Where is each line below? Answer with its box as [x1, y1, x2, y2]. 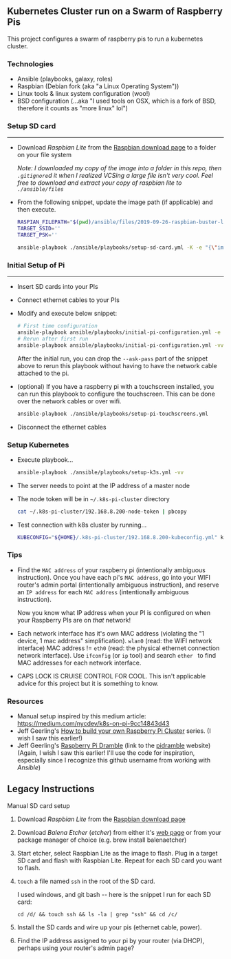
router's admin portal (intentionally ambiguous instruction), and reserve [16, 581, 219, 589]
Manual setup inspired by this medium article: [16, 712, 146, 720]
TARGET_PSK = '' [16, 232, 58, 239]
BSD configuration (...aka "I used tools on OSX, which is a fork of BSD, [16, 97, 217, 105]
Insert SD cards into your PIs [16, 283, 98, 291]
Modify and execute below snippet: [16, 310, 118, 318]
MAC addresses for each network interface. [16, 658, 142, 667]
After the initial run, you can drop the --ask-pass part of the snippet [16, 354, 208, 363]
